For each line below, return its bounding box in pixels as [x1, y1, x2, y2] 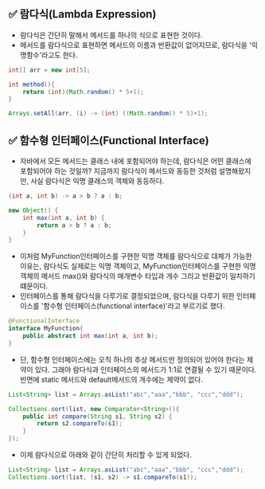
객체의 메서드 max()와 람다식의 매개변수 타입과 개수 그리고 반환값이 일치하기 [19, 272, 256, 281]
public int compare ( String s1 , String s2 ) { [22, 413, 173, 421]
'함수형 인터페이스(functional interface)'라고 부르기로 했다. [41, 301, 225, 311]
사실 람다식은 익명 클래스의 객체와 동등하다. [30, 176, 165, 186]
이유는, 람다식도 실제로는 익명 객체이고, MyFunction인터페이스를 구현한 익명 [19, 261, 256, 271]
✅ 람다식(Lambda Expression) [8, 7, 157, 22]
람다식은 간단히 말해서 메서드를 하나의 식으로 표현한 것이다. [19, 30, 203, 40]
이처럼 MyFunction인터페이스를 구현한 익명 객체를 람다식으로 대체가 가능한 [19, 252, 252, 261]
